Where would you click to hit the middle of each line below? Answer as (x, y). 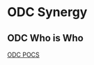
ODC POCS (23, 55)
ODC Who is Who (45, 38)
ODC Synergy (47, 12)
